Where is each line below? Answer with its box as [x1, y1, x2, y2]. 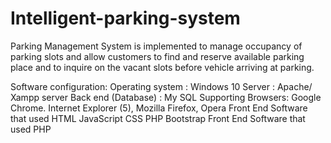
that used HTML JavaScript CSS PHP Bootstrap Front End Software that [10, 112, 306, 124]
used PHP [10, 123, 52, 135]
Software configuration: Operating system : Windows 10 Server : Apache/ [10, 80, 313, 92]
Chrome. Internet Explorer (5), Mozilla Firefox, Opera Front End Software [10, 102, 308, 114]
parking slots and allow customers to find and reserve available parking [10, 50, 305, 62]
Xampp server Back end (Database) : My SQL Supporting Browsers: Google [10, 91, 322, 103]
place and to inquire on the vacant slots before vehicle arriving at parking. [10, 61, 315, 73]
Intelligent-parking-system [10, 7, 241, 30]
